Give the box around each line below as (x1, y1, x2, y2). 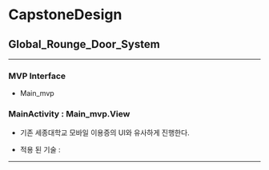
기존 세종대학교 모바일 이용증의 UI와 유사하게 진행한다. (19, 128, 190, 137)
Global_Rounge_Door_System (8, 38, 160, 51)
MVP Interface (8, 70, 66, 81)
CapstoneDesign (8, 6, 122, 24)
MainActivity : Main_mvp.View (8, 109, 130, 120)
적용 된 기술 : (19, 144, 62, 154)
